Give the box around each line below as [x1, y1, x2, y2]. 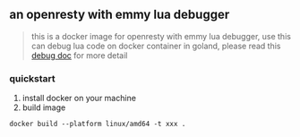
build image [21, 102, 66, 113]
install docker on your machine [21, 93, 137, 104]
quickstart [9, 72, 56, 84]
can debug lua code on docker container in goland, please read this [30, 40, 281, 51]
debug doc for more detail [30, 49, 128, 61]
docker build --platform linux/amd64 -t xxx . [9, 120, 186, 129]
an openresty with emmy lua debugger [9, 7, 230, 22]
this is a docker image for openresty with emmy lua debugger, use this [30, 30, 291, 41]
